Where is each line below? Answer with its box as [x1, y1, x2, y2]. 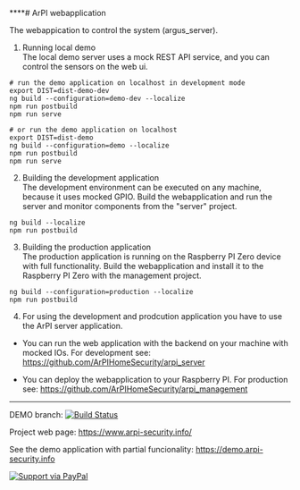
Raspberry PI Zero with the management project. [21, 270, 203, 281]
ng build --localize [9, 218, 87, 227]
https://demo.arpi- [195, 444, 263, 454]
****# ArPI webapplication [9, 8, 107, 18]
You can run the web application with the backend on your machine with [21, 338, 288, 348]
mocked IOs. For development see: [21, 348, 152, 358]
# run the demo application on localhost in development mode [9, 79, 246, 88]
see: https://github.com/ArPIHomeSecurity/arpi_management [21, 384, 248, 394]
